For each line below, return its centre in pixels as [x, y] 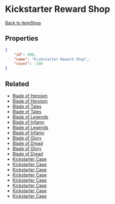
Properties [22, 38]
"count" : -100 [28, 64]
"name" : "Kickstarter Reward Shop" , [52, 59]
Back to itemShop [23, 23]
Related [17, 84]
